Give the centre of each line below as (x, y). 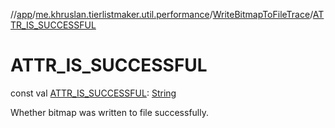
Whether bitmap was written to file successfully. (109, 112)
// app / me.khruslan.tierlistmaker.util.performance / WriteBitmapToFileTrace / (161, 14)
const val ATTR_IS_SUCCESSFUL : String (93, 93)
